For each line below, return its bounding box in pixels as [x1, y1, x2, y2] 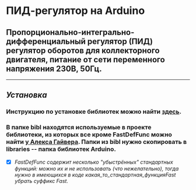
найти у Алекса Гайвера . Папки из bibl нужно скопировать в [6, 138, 187, 146]
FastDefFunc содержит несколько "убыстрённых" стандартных [14, 159, 173, 166]
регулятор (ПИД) [87, 36, 153, 46]
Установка [6, 90, 47, 100]
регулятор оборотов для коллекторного [6, 45, 160, 55]
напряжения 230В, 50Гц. [6, 64, 102, 73]
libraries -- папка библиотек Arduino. [6, 145, 117, 153]
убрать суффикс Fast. [14, 177, 69, 184]
